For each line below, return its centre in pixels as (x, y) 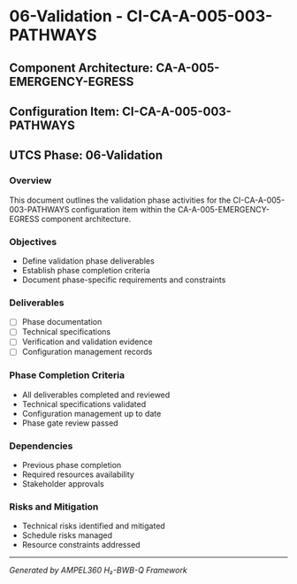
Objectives (33, 242)
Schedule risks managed (67, 535)
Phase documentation (62, 322)
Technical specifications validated (84, 403)
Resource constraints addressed (81, 545)
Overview (30, 181)
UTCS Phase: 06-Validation (86, 155)
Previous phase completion (72, 465)
